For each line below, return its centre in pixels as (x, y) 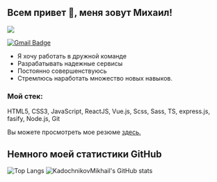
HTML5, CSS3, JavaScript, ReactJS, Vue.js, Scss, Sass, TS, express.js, (109, 111)
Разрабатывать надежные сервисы (70, 63)
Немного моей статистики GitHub (85, 154)
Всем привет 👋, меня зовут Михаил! (90, 13)
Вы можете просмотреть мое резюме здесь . (74, 132)
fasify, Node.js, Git (34, 119)
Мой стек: (25, 96)
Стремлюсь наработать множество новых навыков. (95, 78)
